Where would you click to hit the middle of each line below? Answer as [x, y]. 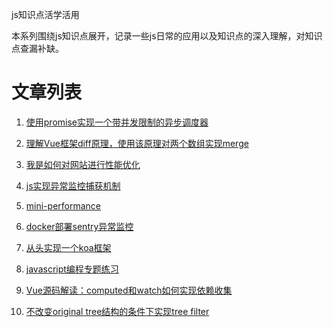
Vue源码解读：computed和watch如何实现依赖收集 [129, 290]
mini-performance [63, 205]
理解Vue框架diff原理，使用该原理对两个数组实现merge [137, 143]
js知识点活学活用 [45, 14]
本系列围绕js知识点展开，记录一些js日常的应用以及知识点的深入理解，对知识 [167, 36]
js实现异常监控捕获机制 [73, 185]
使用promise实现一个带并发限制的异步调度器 [117, 122]
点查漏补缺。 [37, 48]
